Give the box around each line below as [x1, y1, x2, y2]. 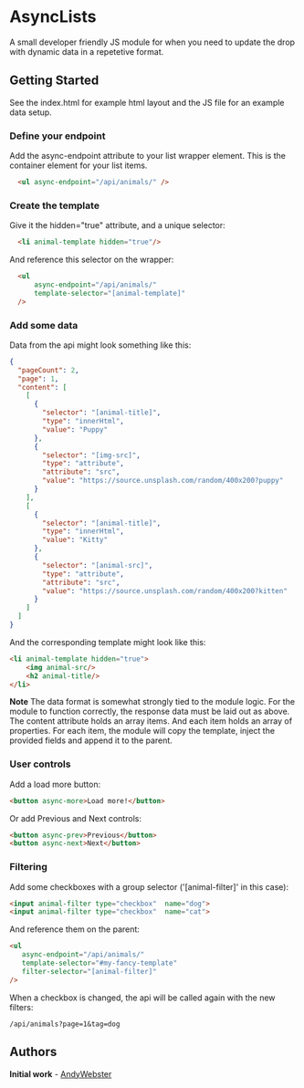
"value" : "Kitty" [42, 536, 108, 545]
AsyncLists [9, 6, 97, 27]
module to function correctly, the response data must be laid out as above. [9, 706, 290, 717]
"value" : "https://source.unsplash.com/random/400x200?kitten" [42, 586, 288, 595]
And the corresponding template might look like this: [9, 636, 206, 647]
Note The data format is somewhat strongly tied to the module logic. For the [9, 696, 295, 707]
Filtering [9, 861, 47, 874]
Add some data [9, 319, 79, 331]
